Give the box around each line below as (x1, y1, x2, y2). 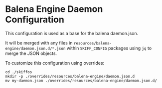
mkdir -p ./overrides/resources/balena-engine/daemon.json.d (5, 74, 135, 79)
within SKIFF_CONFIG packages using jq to (66, 45, 152, 51)
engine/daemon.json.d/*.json (5, 46, 66, 51)
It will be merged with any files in (5, 40, 73, 45)
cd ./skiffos (5, 69, 32, 75)
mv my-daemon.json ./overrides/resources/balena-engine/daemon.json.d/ (5, 78, 157, 83)
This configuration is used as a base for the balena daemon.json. (5, 30, 139, 36)
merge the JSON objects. (5, 50, 57, 56)
